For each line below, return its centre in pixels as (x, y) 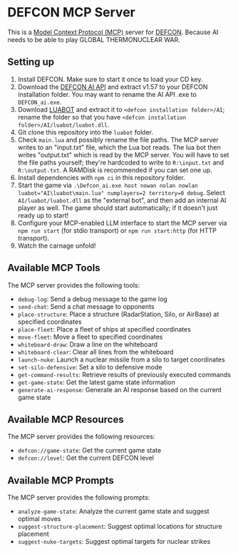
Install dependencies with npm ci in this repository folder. (101, 177)
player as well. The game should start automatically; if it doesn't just (118, 208)
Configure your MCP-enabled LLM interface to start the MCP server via (122, 223)
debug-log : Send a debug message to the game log (92, 299)
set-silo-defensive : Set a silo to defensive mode (90, 367)
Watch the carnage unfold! (57, 246)
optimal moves (39, 519)
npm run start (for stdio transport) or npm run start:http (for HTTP (117, 230)
